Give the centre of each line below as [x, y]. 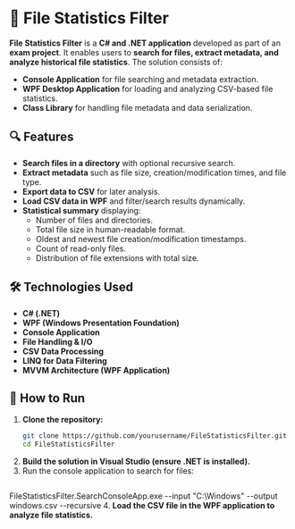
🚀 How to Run [47, 398]
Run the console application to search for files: [108, 471]
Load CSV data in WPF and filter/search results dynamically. [134, 201]
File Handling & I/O [57, 341]
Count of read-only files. [81, 248]
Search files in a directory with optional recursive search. [129, 163]
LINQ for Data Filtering [64, 360]
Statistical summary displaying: [81, 210]
